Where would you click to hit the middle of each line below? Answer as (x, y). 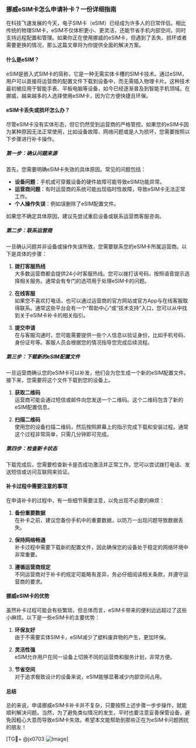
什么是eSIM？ (23, 59)
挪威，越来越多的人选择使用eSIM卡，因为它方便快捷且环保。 (79, 95)
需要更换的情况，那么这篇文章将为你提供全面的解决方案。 (75, 45)
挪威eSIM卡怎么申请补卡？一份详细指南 (61, 9)
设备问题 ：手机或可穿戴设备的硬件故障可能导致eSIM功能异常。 (90, 181)
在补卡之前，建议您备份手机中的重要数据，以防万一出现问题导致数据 (96, 520)
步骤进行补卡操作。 (34, 139)
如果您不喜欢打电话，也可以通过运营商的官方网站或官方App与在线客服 (99, 300)
